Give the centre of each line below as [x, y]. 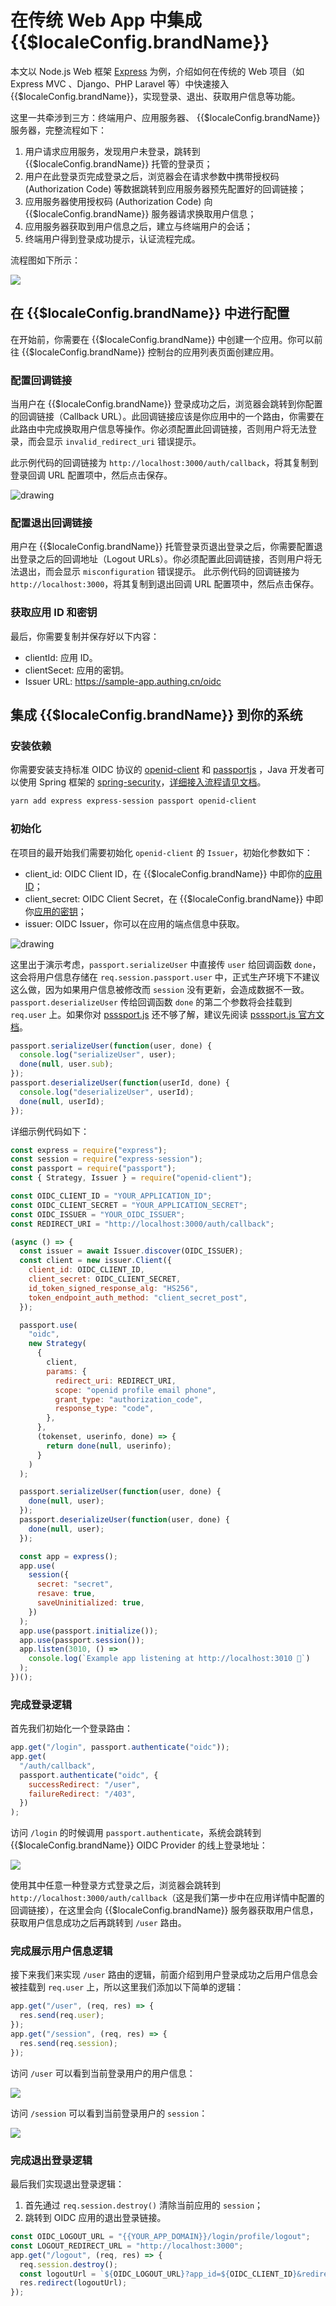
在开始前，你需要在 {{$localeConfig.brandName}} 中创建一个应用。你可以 [162, 339]
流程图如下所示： [45, 260]
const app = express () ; [68, 1556]
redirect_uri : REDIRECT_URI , [115, 1381]
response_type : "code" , [104, 1409]
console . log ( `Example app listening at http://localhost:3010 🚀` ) [169, 1659]
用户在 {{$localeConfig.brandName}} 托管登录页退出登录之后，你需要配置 [162, 547]
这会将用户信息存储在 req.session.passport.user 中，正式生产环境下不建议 [165, 977]
